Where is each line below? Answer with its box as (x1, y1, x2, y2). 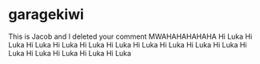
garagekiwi (8, 6, 84, 24)
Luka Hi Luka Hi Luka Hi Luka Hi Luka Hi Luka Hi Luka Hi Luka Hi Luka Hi (8, 40, 247, 49)
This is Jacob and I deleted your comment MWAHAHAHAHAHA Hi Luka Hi (8, 32, 253, 41)
